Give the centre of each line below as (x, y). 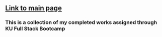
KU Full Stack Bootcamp (35, 28)
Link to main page (33, 8)
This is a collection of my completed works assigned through (81, 22)
